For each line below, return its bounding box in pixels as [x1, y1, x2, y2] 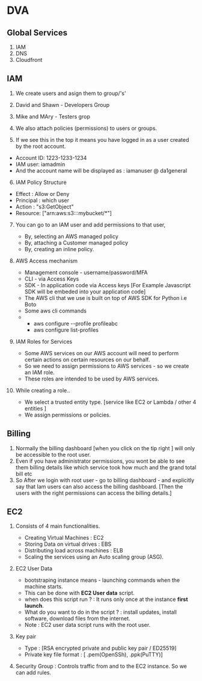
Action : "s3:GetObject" [15, 203, 74, 210]
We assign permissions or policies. [24, 411, 111, 418]
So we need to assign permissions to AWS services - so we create [24, 362, 189, 370]
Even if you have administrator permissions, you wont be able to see [15, 457, 185, 465]
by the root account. [15, 142, 66, 150]
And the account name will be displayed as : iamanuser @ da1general [15, 166, 188, 174]
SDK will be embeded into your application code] [24, 288, 146, 295]
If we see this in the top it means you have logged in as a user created [15, 136, 189, 143]
